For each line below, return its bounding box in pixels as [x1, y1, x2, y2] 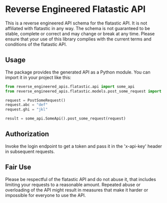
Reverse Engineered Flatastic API [5, 3, 146, 15]
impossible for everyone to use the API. [5, 192, 86, 198]
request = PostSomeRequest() [5, 97, 66, 103]
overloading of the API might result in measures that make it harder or [5, 186, 149, 193]
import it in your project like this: [5, 74, 71, 80]
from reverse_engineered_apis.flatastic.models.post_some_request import [5, 88, 162, 93]
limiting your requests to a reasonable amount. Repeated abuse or [5, 181, 141, 187]
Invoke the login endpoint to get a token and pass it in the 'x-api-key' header [5, 143, 163, 149]
